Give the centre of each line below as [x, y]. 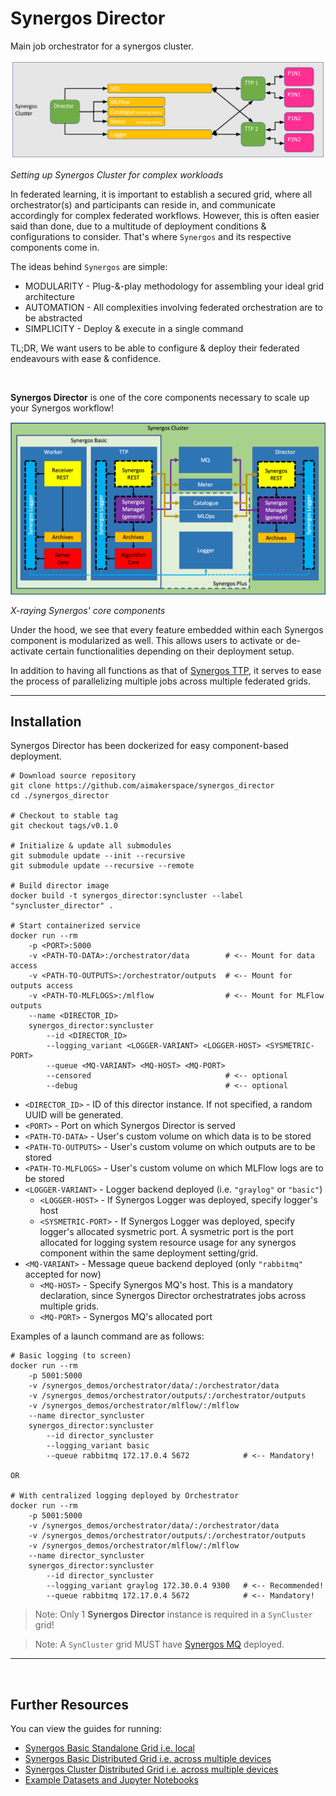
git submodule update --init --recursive [98, 856]
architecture [50, 296]
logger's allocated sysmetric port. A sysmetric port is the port [166, 1232]
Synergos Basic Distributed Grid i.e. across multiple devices [148, 1759]
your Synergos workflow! [62, 408]
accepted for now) [63, 1274]
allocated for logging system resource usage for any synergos [168, 1243]
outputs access [42, 986]
